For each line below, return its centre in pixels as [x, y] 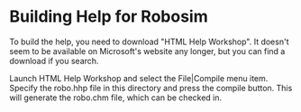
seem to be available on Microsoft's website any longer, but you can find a [147, 51]
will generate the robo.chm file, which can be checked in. [116, 98]
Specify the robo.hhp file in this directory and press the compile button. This [151, 88]
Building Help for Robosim [109, 17]
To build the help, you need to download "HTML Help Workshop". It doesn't [149, 42]
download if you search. [54, 61]
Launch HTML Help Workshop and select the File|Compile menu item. [139, 78]
